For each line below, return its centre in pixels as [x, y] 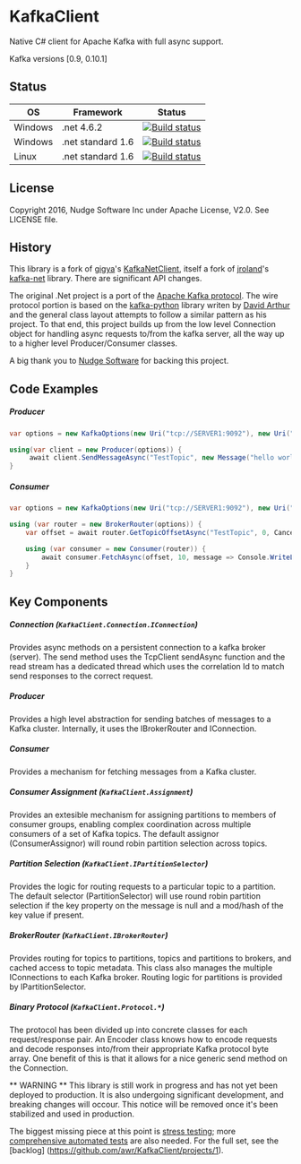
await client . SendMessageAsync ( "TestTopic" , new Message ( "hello [152, 458]
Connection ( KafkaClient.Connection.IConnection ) [104, 625]
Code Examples [54, 388]
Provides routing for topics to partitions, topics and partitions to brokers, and [150, 958]
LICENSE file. [34, 219]
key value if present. [47, 915]
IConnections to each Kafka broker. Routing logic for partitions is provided [146, 977]
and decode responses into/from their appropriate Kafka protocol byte [139, 1048]
